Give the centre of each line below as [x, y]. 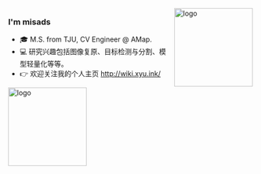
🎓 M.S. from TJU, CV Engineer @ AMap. [86, 39]
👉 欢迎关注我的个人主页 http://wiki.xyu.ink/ [90, 74]
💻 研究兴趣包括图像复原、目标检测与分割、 [89, 52]
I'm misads [29, 22]
